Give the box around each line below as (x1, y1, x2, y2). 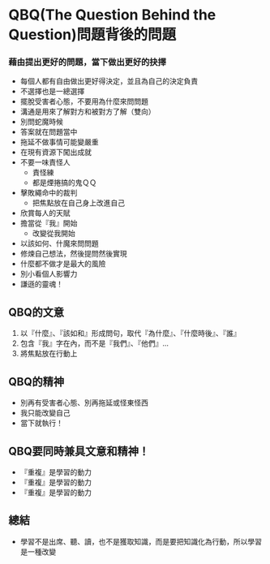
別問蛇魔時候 (19, 117, 63, 127)
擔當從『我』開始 (19, 218, 78, 228)
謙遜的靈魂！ (19, 279, 63, 289)
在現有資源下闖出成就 (19, 148, 92, 157)
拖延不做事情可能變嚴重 (19, 137, 99, 147)
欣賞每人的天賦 (19, 209, 71, 218)
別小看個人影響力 (19, 269, 78, 279)
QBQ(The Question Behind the (8, 6, 216, 24)
